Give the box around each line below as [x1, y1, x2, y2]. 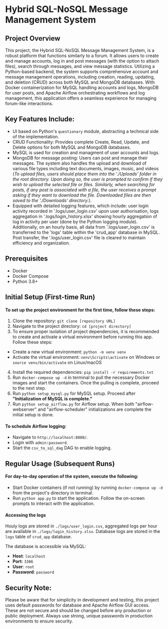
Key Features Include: [5, 115, 75, 124]
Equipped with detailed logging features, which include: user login [12, 203, 149, 209]
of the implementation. [12, 134, 59, 140]
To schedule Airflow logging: [5, 423, 66, 429]
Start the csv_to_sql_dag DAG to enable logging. [12, 445, 111, 451]
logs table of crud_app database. [5, 534, 72, 540]
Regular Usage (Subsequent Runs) [5, 459, 115, 468]
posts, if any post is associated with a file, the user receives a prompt [12, 187, 156, 193]
